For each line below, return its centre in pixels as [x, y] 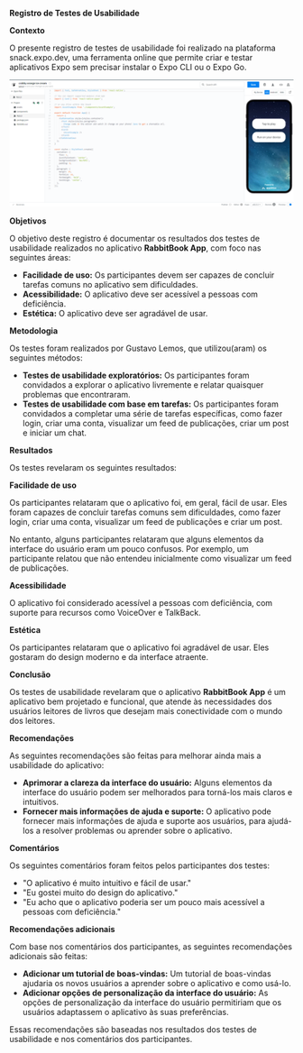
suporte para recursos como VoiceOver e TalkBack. [105, 613]
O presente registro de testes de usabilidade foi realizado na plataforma [143, 48]
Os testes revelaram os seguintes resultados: [93, 468]
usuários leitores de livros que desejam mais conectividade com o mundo [146, 711]
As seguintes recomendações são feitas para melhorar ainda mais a [135, 755]
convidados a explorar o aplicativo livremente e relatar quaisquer [143, 385]
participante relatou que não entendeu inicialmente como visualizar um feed [151, 559]
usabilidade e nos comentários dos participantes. [101, 1039]
